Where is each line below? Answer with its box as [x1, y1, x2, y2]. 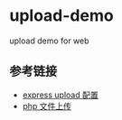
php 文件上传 [22, 100, 72, 111]
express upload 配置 [22, 89, 99, 100]
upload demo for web [9, 35, 89, 46]
